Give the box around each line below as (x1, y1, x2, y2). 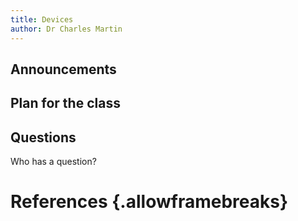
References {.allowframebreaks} (10, 191, 289, 213)
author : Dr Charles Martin (10, 24, 123, 34)
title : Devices (10, 14, 74, 25)
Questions (10, 129, 77, 146)
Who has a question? (10, 156, 97, 168)
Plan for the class (10, 95, 121, 112)
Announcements (10, 61, 117, 78)
